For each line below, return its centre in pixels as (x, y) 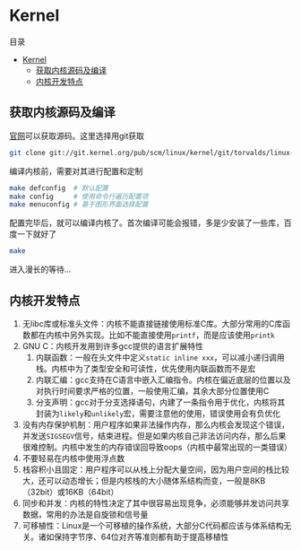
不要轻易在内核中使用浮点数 (73, 458)
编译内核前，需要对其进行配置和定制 (76, 170)
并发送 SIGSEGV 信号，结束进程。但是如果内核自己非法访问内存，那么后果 (154, 435)
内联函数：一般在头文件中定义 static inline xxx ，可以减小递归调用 (160, 357)
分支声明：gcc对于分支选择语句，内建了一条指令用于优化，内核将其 (160, 402)
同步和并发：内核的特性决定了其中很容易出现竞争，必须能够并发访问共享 (155, 502)
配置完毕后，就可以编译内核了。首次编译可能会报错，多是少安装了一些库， (146, 223)
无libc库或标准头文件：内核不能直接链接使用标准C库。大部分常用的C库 (152, 323)
